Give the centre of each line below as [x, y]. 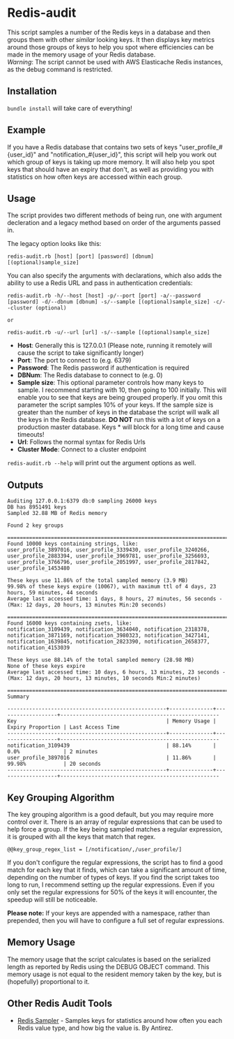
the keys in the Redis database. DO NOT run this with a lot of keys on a [119, 420]
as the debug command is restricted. [60, 69]
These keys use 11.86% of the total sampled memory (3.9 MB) [98, 581]
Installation [32, 91]
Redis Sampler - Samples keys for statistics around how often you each [120, 1020]
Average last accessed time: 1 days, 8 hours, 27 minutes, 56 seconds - [115, 599]
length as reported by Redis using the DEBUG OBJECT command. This [108, 966]
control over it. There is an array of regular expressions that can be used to [115, 822]
